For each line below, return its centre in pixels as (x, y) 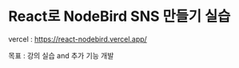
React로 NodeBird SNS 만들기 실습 (119, 16)
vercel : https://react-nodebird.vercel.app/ (78, 39)
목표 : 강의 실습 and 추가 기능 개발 (61, 55)
